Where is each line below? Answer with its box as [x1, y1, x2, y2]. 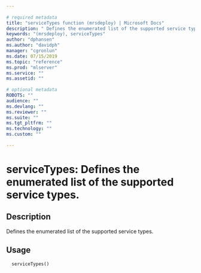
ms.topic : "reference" [6, 59, 63, 65]
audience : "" [6, 98, 39, 104]
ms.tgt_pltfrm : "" [6, 120, 52, 126]
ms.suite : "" [6, 114, 39, 120]
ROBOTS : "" [6, 92, 33, 98]
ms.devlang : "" [6, 103, 44, 110]
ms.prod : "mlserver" [6, 64, 58, 71]
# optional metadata [6, 87, 58, 93]
